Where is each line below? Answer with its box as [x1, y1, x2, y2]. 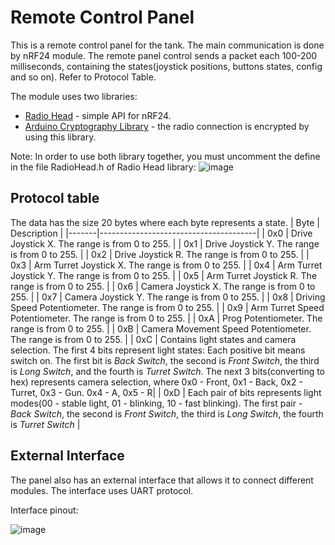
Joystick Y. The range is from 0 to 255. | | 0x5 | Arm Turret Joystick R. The [10, 269, 318, 281]
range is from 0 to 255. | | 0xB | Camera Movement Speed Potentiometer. [10, 322, 312, 335]
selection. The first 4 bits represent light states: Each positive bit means [10, 344, 306, 356]
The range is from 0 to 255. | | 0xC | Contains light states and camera [10, 333, 297, 345]
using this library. [24, 131, 97, 143]
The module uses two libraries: [10, 90, 138, 102]
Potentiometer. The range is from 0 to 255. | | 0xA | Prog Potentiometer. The [10, 312, 323, 324]
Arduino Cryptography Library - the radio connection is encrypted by [24, 120, 310, 132]
